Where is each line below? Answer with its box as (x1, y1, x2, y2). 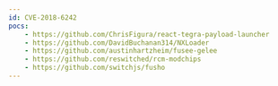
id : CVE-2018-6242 (8, 13, 77, 22)
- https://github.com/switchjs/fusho (24, 64, 166, 73)
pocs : (8, 21, 29, 30)
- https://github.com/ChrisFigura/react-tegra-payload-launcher (24, 30, 270, 39)
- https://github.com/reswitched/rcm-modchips (24, 55, 202, 64)
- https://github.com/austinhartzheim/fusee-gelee (24, 47, 218, 56)
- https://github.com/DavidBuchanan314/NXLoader (24, 38, 210, 47)
